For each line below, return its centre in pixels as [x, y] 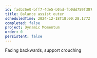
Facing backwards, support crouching [43, 50]
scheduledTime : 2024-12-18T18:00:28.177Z [48, 18]
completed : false [23, 23]
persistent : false [24, 37]
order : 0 [14, 32]
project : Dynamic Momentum [32, 28]
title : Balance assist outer [35, 14]
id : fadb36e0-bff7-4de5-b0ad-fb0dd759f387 [49, 9]
